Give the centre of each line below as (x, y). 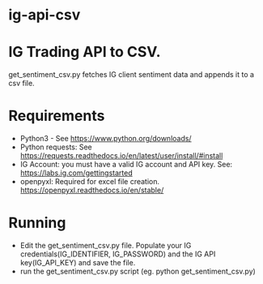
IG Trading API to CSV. (85, 52)
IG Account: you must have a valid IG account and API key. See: (126, 165)
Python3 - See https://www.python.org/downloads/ (106, 139)
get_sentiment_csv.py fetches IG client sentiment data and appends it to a (131, 75)
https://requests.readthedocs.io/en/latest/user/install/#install (121, 156)
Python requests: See (56, 147)
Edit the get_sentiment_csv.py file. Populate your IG (106, 245)
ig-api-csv (45, 15)
